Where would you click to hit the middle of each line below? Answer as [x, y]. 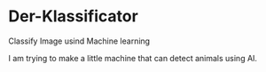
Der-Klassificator [73, 16]
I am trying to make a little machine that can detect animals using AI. [133, 58]
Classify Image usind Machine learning [79, 41]
